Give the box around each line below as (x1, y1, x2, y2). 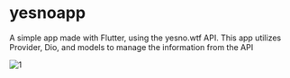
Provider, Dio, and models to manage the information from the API (9, 41, 254, 52)
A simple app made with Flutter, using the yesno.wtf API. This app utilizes (9, 32, 282, 43)
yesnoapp (9, 3, 86, 23)
